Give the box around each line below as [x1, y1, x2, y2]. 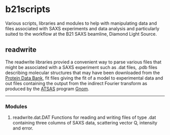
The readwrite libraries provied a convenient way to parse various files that [5, 59, 162, 65]
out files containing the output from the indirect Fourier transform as [5, 80, 148, 86]
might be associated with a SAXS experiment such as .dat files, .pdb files [5, 64, 158, 70]
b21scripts [5, 4, 51, 15]
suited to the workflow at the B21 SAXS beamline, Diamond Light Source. [5, 31, 157, 37]
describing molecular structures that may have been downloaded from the [5, 70, 160, 76]
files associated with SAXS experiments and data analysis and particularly [5, 25, 159, 31]
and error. [12, 125, 33, 131]
